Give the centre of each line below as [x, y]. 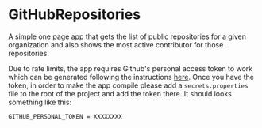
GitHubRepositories [75, 15]
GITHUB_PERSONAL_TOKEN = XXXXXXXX [65, 116]
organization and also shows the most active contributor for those [116, 44]
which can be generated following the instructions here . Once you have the [131, 77]
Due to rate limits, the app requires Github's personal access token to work [131, 68]
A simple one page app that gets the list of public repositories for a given [127, 36]
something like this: [40, 102]
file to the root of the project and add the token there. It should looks [120, 93]
